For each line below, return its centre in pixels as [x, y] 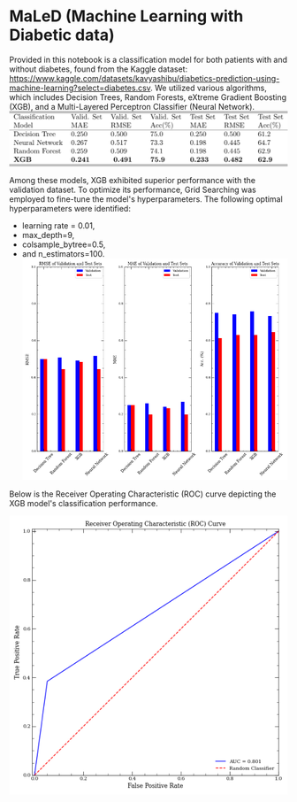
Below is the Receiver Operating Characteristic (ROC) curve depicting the [143, 494]
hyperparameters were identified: [70, 208]
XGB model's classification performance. [84, 504]
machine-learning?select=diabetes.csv [80, 88]
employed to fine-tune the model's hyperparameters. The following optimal [146, 199]
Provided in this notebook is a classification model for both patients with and [148, 59]
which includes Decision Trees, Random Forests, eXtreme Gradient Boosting [148, 97]
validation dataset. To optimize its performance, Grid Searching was [133, 189]
